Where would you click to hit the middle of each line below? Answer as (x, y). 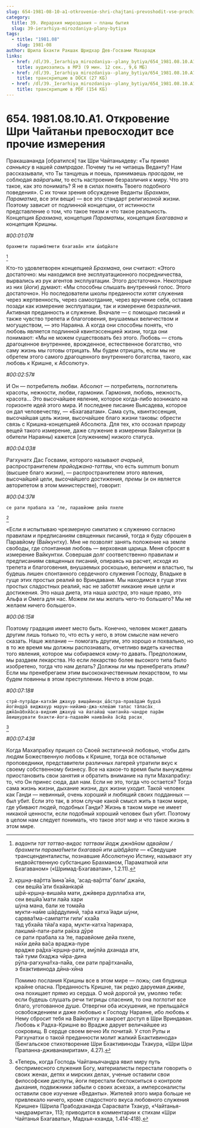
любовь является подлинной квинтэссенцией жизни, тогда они (87, 331)
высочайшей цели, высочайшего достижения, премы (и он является (93, 479)
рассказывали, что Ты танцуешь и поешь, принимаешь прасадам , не (95, 173)
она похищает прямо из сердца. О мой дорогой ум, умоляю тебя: (99, 993)
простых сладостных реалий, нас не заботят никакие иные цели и (90, 586)
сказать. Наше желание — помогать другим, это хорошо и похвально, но (100, 641)
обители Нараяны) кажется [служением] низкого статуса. (80, 436)
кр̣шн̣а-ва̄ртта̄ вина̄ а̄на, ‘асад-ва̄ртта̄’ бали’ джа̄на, (80, 880)
